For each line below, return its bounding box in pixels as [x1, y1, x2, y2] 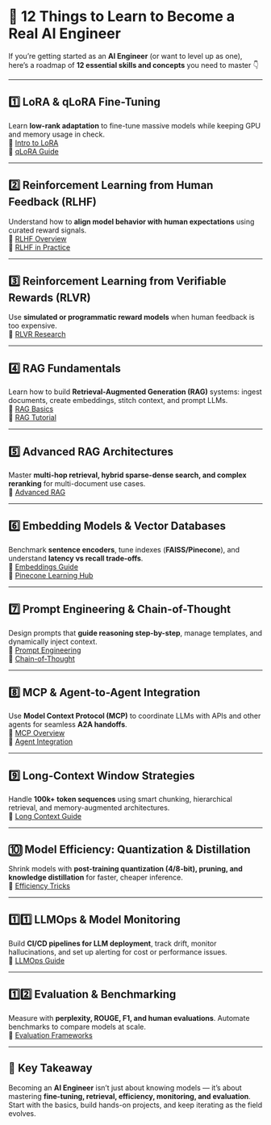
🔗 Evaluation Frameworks [8, 1030, 93, 1040]
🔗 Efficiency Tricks [8, 881, 71, 891]
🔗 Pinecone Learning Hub [8, 570, 94, 580]
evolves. [8, 1108, 36, 1118]
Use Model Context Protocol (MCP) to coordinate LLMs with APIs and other [8, 711, 261, 721]
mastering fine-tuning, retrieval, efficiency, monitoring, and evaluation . [8, 1091, 252, 1101]
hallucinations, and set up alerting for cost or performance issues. [8, 947, 227, 956]
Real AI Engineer [8, 24, 121, 43]
